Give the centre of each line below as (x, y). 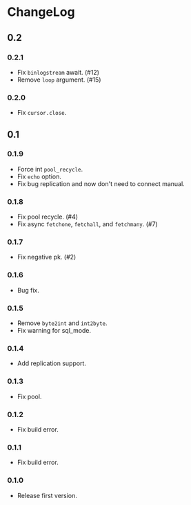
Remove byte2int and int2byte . (62, 323)
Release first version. (47, 495)
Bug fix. (28, 290)
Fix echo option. (39, 176)
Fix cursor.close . (42, 113)
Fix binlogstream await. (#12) (58, 72)
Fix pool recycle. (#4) (47, 217)
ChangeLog (41, 12)
